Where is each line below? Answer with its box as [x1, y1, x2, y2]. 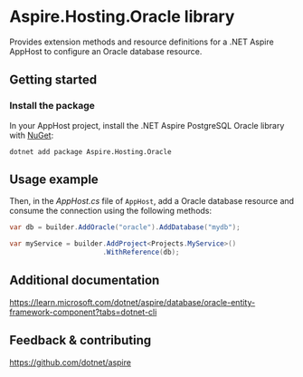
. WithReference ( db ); [102, 247, 180, 257]
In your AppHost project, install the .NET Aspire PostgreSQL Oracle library [9, 120, 285, 130]
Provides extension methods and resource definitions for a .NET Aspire [9, 36, 274, 47]
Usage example [9, 172, 99, 188]
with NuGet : [9, 130, 54, 140]
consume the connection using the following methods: [9, 206, 213, 217]
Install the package [9, 100, 95, 112]
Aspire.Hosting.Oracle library [9, 6, 235, 27]
